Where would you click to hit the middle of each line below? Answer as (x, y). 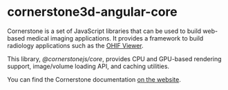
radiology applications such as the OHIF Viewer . (75, 45)
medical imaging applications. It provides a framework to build (115, 38)
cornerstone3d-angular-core (92, 12)
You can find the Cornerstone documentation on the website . (94, 79)
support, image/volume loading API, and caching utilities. (88, 66)
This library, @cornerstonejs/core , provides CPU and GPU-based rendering (115, 58)
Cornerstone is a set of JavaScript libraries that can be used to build (104, 31)
